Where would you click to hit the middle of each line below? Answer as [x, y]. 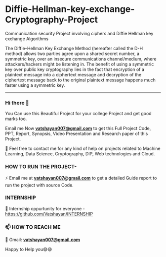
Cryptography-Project [51, 20]
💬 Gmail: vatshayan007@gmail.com [43, 240]
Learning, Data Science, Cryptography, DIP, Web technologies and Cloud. [80, 154]
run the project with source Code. [40, 185]
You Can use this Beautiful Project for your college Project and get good [78, 114]
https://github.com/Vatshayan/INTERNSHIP [49, 214]
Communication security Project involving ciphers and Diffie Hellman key [79, 33]
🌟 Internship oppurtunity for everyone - [45, 208]
